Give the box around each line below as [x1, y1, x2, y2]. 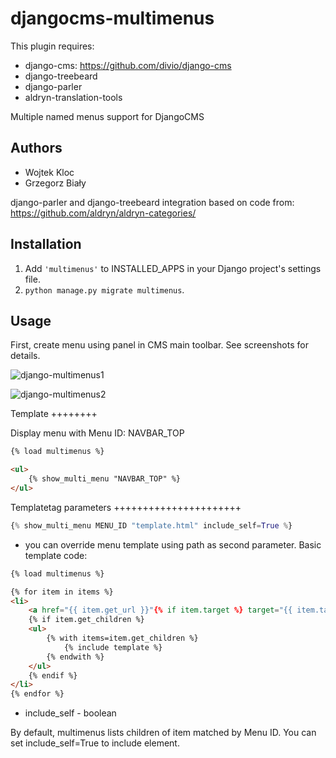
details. [10, 350, 41, 362]
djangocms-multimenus [10, 7, 215, 30]
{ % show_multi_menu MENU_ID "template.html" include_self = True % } [10, 520, 293, 531]
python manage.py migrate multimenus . [24, 283, 185, 296]
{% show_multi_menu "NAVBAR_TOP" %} [28, 474, 182, 484]
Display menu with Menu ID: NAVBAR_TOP [10, 427, 185, 439]
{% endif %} [28, 670, 78, 681]
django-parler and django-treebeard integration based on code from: [10, 196, 295, 208]
